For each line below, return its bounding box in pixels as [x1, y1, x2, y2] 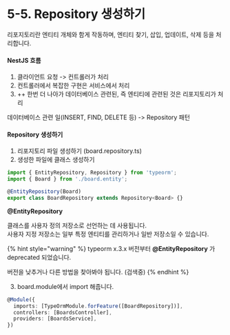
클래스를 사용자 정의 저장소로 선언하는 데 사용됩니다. [7, 221, 147, 230]
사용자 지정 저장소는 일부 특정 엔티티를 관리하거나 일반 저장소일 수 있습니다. [7, 230, 209, 238]
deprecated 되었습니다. [7, 253, 72, 261]
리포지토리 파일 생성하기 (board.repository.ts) [17, 147, 143, 155]
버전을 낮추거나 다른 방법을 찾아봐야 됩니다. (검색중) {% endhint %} [7, 267, 189, 276]
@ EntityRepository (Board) [7, 188, 81, 195]
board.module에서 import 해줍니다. [17, 282, 114, 290]
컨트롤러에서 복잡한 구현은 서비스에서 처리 [17, 81, 130, 90]
